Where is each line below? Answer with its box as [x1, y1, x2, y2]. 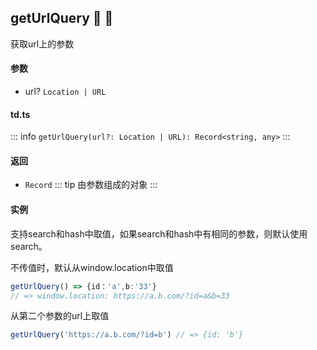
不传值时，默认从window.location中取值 [10, 261, 174, 273]
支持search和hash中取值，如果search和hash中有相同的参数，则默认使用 [10, 227, 308, 240]
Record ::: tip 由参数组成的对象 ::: [24, 179, 158, 191]
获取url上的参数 [10, 37, 75, 50]
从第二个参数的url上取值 [10, 310, 110, 322]
